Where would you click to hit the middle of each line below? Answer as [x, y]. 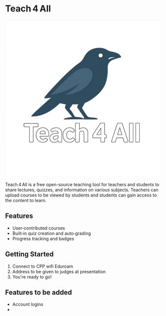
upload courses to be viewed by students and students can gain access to [81, 195]
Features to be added [39, 292]
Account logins [28, 305]
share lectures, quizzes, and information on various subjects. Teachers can [82, 190]
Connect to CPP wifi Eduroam [43, 266]
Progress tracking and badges [43, 238]
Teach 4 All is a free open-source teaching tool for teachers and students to [82, 184]
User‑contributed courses [39, 228]
